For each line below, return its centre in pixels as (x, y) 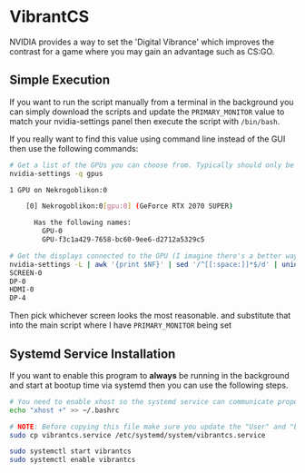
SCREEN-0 (26, 273)
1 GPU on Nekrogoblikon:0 (58, 190)
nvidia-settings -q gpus (56, 173)
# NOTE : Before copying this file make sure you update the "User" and (148, 427)
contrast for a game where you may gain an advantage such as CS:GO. (142, 51)
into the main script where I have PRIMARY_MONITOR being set (121, 325)
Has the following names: (82, 223)
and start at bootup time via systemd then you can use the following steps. (149, 385)
